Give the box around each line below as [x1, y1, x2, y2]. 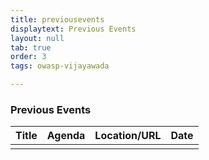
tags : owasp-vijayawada [10, 61, 110, 71]
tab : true [10, 42, 52, 53]
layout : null [10, 33, 65, 43]
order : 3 [10, 52, 47, 62]
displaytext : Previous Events [10, 24, 137, 34]
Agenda [46, 129, 86, 143]
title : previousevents [10, 14, 105, 25]
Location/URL [94, 129, 162, 143]
